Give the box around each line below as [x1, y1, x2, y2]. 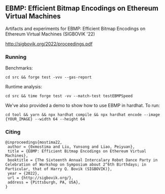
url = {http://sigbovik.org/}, [7, 175, 74, 181]
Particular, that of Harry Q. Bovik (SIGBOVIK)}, [5, 167, 113, 172]
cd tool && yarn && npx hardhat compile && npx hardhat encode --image [5, 112, 160, 117]
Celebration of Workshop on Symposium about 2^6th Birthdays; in [5, 162, 146, 167]
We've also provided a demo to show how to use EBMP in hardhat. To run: [5, 103, 160, 109]
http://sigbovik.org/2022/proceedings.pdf [5, 41, 93, 47]
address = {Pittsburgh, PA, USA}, [7, 180, 81, 185]
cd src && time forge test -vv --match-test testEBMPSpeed [5, 93, 133, 99]
